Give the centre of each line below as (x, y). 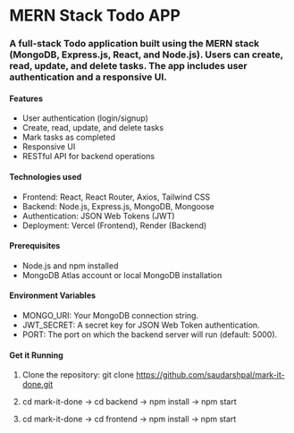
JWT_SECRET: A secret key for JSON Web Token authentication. (141, 325)
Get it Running (37, 355)
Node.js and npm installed (70, 266)
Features (26, 98)
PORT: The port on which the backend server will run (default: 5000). (150, 334)
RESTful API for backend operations (88, 157)
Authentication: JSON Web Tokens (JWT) (99, 216)
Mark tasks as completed (69, 137)
